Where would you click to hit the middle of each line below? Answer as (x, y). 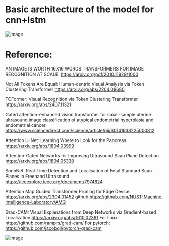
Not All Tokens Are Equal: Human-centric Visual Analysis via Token (75, 84)
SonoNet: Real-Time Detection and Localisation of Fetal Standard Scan (79, 170)
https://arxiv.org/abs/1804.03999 (40, 146)
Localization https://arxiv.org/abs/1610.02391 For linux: (62, 217)
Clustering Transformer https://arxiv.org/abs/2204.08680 (65, 89)
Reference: (29, 55)
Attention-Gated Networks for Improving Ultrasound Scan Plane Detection (82, 155)
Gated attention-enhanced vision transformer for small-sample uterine (78, 114)
